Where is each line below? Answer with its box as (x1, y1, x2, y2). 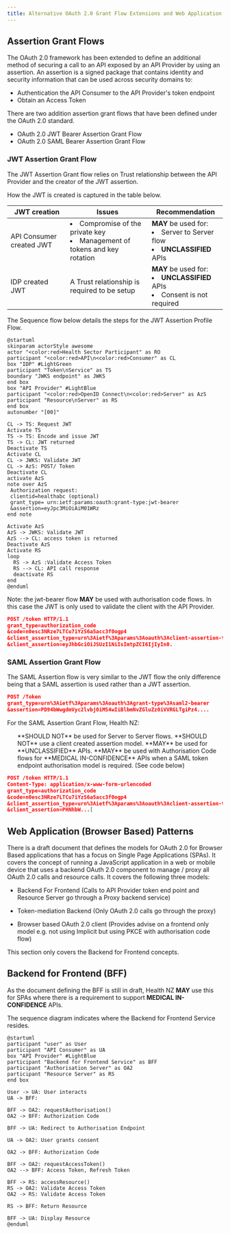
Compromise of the (79, 218, 142, 228)
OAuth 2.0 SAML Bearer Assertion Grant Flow (16, 137, 146, 146)
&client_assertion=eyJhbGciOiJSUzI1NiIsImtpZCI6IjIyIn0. (7, 641, 173, 648)
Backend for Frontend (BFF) (7, 968, 127, 979)
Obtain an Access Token (16, 96, 86, 104)
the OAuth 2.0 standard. (7, 117, 75, 125)
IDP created (10, 277, 49, 286)
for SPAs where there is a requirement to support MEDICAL (7, 993, 175, 1001)
